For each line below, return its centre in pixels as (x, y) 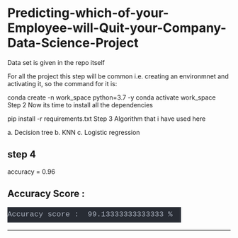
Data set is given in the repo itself (56, 62)
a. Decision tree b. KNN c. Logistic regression (74, 132)
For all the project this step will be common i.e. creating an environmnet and (118, 76)
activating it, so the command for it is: (62, 83)
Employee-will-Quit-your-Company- (117, 28)
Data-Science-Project (73, 43)
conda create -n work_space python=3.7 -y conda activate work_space (112, 97)
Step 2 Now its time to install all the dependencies (80, 105)
